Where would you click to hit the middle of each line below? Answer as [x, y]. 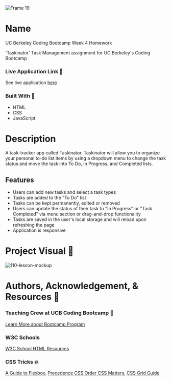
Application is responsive [39, 230]
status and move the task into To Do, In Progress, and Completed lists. [79, 164]
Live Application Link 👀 [34, 71]
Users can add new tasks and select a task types [64, 192]
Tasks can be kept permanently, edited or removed [66, 203]
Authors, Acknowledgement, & [72, 286]
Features [20, 180]
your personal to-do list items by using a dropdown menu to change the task [86, 158]
